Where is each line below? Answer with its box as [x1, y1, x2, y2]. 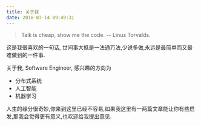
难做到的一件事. [6, 51, 45, 58]
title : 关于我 [6, 8, 39, 15]
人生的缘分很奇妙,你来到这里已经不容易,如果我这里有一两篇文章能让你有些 [6, 105, 190, 112]
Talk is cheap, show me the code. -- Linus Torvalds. [21, 31, 151, 38]
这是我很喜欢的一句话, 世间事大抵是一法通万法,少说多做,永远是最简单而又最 [6, 44, 193, 51]
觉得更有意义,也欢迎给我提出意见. [29, 113, 112, 120]
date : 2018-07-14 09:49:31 [6, 15, 74, 21]
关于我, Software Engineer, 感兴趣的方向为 [6, 64, 111, 71]
